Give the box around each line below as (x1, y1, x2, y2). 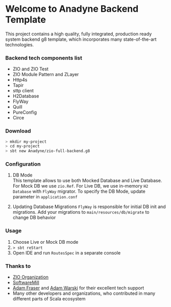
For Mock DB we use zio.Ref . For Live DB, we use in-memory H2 (12, 183, 149, 189)
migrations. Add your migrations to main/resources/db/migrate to (12, 209, 150, 215)
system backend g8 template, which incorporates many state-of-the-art (5, 36, 157, 42)
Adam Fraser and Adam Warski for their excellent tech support (12, 285, 144, 291)
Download (5, 127, 32, 135)
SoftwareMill (12, 279, 39, 286)
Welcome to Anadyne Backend (5, 3, 139, 15)
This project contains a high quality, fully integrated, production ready (5, 31, 152, 37)
